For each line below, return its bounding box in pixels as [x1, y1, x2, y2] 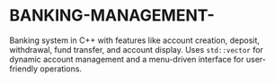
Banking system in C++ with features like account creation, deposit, [9, 35, 261, 46]
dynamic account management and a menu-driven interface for [9, 54, 244, 64]
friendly [9, 63, 39, 74]
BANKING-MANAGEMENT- [9, 5, 216, 26]
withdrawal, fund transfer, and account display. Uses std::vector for [9, 44, 263, 54]
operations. [40, 63, 83, 74]
